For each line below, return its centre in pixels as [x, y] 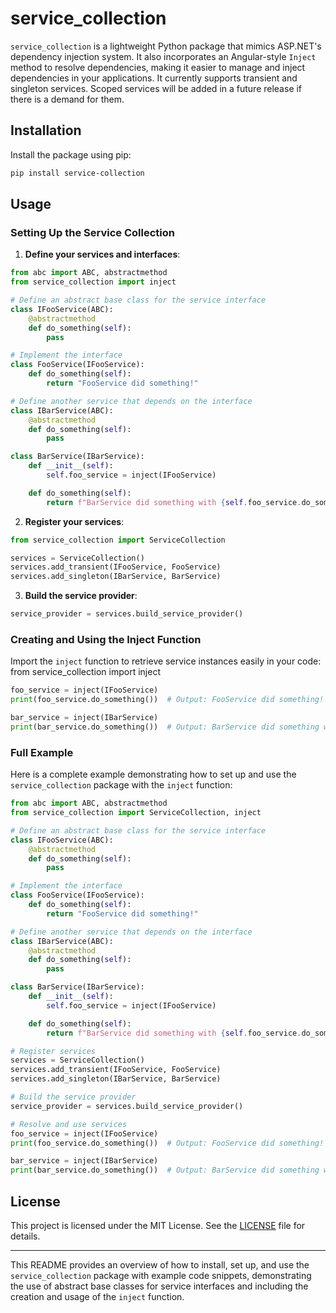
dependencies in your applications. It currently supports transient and [154, 78]
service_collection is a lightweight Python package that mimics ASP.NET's [166, 46]
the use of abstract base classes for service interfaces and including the [159, 1286]
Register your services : [74, 521]
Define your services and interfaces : [102, 254]
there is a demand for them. [67, 99]
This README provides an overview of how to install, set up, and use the [160, 1264]
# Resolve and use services [69, 1124]
